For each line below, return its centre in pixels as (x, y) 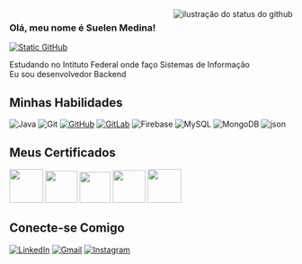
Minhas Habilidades (66, 102)
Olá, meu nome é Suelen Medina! (83, 28)
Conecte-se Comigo (67, 228)
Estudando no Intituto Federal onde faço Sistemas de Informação (129, 65)
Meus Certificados (63, 152)
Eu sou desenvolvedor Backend (68, 75)
